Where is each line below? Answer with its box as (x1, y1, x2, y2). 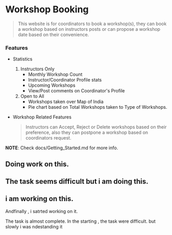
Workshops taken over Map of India (28, 99, 104, 105)
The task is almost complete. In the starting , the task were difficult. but (5, 218, 156, 224)
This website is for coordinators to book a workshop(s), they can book (17, 21, 167, 27)
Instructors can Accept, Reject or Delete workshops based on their (25, 124, 167, 130)
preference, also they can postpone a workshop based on (25, 129, 148, 135)
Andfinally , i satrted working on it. (5, 208, 78, 214)
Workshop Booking (5, 4, 89, 15)
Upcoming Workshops (28, 82, 75, 88)
